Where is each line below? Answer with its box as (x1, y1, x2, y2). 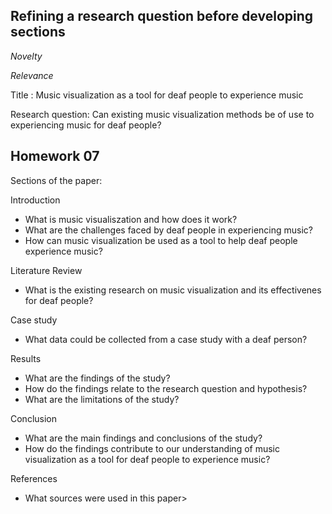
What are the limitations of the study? (24, 393, 180, 405)
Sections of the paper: (10, 174, 103, 186)
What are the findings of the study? (24, 372, 171, 384)
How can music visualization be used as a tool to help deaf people (24, 234, 298, 246)
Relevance (10, 69, 54, 81)
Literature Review (10, 264, 83, 276)
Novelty (10, 50, 43, 62)
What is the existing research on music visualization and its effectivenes (24, 284, 322, 296)
